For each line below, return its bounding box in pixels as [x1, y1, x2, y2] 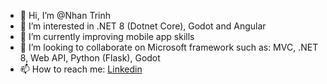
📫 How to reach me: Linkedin [19, 63, 143, 75]
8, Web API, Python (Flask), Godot [19, 52, 161, 64]
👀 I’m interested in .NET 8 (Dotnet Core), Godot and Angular [19, 20, 267, 32]
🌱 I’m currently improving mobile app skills [19, 31, 195, 42]
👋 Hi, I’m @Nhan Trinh [19, 10, 112, 21]
